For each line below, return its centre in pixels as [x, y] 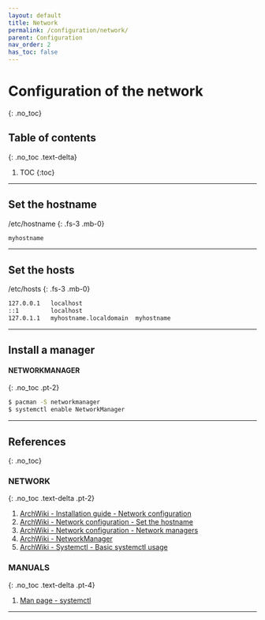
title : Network [33, 23]
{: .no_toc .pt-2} [34, 388]
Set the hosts [41, 270]
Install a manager [52, 350]
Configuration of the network [106, 91]
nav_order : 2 [30, 45]
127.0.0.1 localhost [45, 304]
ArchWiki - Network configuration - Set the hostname [106, 522]
